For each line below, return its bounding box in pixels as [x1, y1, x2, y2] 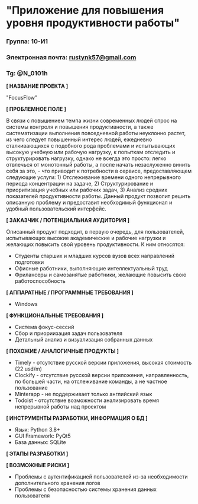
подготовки [14, 259, 44, 266]
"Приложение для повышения [6, 4, 164, 17]
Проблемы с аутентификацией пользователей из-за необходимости [14, 473, 188, 480]
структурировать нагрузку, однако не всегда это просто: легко [6, 155, 167, 162]
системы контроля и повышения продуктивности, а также [6, 123, 154, 130]
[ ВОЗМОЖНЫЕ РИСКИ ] [6, 462, 70, 469]
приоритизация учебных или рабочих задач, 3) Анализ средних [6, 186, 168, 193]
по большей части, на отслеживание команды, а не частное [14, 378, 167, 385]
